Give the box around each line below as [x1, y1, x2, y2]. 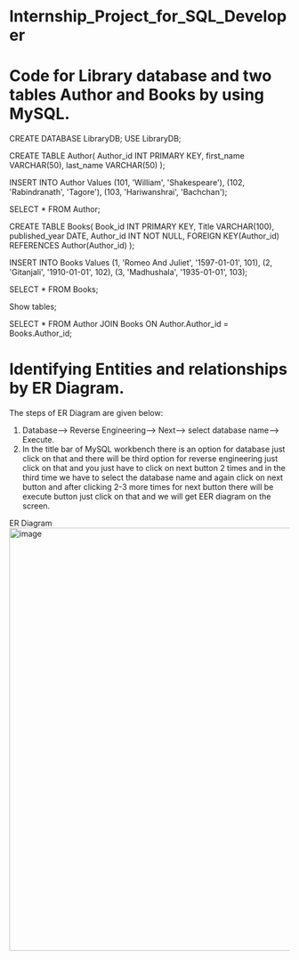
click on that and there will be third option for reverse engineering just [21, 453, 279, 464]
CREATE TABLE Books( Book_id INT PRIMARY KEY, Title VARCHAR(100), [9, 221, 274, 232]
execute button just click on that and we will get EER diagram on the [21, 492, 271, 502]
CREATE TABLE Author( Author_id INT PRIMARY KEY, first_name [9, 151, 245, 161]
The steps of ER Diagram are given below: [9, 408, 164, 419]
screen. [21, 500, 51, 511]
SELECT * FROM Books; [9, 284, 99, 295]
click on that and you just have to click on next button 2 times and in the [21, 463, 287, 474]
